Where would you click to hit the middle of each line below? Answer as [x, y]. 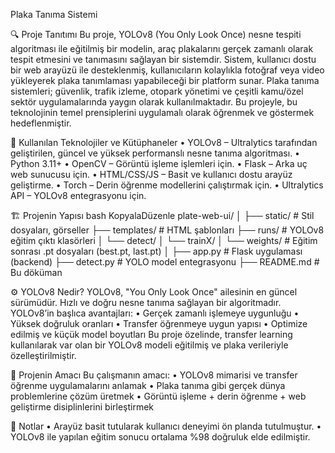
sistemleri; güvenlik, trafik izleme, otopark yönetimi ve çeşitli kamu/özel [157, 91]
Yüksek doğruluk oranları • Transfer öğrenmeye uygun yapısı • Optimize [159, 323]
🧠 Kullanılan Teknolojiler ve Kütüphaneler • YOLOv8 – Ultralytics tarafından [164, 142]
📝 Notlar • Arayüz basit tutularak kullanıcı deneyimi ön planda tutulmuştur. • [166, 426]
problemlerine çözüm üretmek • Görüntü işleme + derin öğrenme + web [158, 396]
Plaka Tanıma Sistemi [54, 14]
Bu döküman [36, 272]
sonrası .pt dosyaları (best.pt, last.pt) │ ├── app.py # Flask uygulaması [156, 251]
